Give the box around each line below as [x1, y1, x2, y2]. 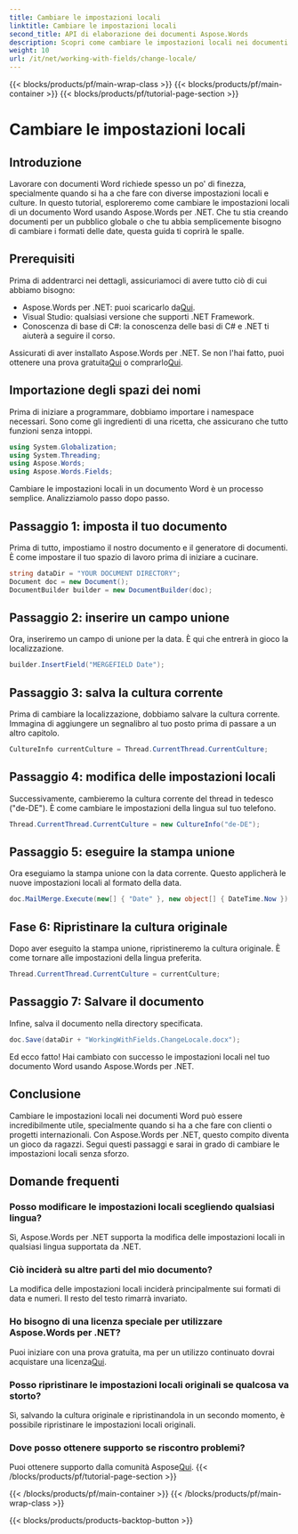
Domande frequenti [9, 1173, 120, 1189]
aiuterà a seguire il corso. [21, 330, 116, 341]
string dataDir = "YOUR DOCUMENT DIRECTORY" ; [9, 569, 181, 578]
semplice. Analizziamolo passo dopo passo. [9, 493, 171, 504]
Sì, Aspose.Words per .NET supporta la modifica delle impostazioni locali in [9, 1232, 286, 1243]
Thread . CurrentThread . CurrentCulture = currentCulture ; [9, 970, 221, 979]
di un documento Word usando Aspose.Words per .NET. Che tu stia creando [9, 207, 289, 217]
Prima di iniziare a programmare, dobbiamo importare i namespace [9, 406, 254, 417]
